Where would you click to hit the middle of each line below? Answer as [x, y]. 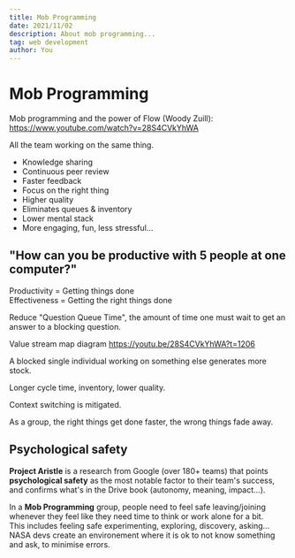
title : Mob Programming [53, 17]
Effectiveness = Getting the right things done [91, 300]
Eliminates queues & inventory [77, 210]
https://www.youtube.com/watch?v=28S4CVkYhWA [104, 128]
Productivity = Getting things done [72, 290]
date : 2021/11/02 [41, 26]
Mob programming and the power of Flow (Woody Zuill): [111, 118]
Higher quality [48, 200]
